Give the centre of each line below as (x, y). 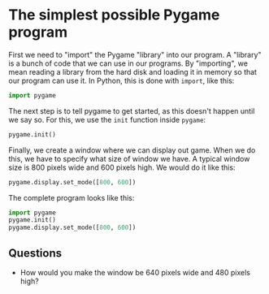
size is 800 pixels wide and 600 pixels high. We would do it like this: (122, 167)
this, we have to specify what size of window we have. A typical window (129, 158)
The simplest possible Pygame (114, 15)
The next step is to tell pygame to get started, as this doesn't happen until (132, 110)
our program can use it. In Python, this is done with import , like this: (121, 80)
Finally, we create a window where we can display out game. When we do (132, 150)
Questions (35, 253)
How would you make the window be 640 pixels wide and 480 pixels (135, 272)
